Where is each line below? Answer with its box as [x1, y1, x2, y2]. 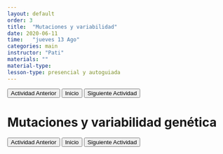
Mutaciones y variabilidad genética [7, 114, 217, 130]
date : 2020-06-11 [7, 29, 58, 37]
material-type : [7, 62, 52, 69]
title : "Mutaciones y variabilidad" [7, 23, 118, 30]
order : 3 [7, 17, 33, 24]
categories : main [7, 43, 58, 50]
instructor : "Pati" [7, 50, 65, 57]
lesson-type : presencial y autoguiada [7, 69, 121, 76]
